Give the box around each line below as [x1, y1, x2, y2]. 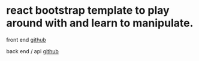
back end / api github [6, 47, 59, 54]
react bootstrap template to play [6, 4, 170, 17]
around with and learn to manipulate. [6, 16, 194, 30]
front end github [6, 36, 47, 43]
